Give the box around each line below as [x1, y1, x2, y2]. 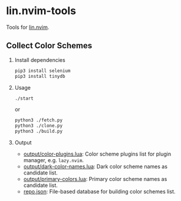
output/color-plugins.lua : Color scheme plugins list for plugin [23, 150, 172, 157]
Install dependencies [14, 56, 66, 63]
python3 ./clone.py [14, 123, 63, 129]
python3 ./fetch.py [14, 117, 63, 123]
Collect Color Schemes [6, 41, 93, 51]
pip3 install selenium [14, 68, 71, 74]
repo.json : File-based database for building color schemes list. [23, 188, 176, 195]
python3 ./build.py [14, 128, 63, 134]
